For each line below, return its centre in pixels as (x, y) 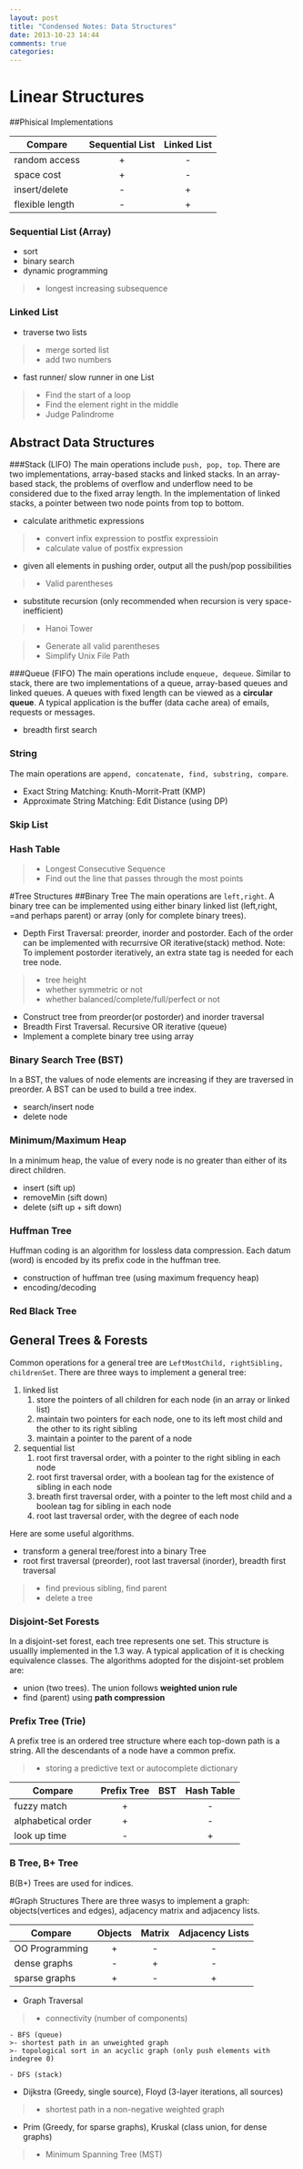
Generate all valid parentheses (102, 646)
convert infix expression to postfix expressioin (131, 539)
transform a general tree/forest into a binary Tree (114, 1551)
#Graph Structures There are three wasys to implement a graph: (130, 1900)
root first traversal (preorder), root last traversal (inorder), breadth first (154, 1560)
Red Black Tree (43, 1311)
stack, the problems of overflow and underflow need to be (144, 484)
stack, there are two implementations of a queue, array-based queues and (149, 684)
